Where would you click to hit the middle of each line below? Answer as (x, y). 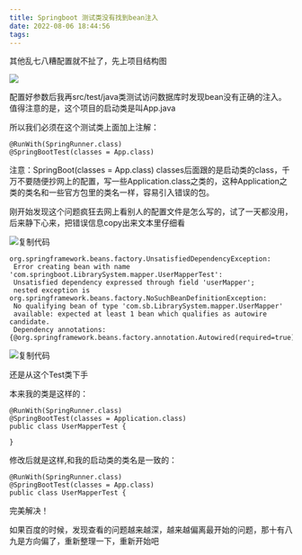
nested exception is (52, 291)
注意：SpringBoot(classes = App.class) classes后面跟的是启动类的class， (146, 170)
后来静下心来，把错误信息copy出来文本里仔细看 (98, 223)
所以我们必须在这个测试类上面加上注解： (84, 128)
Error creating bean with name (71, 267)
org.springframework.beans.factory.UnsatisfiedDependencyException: (140, 259)
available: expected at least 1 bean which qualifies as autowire (140, 314)
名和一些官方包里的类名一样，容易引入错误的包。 (123, 192)
